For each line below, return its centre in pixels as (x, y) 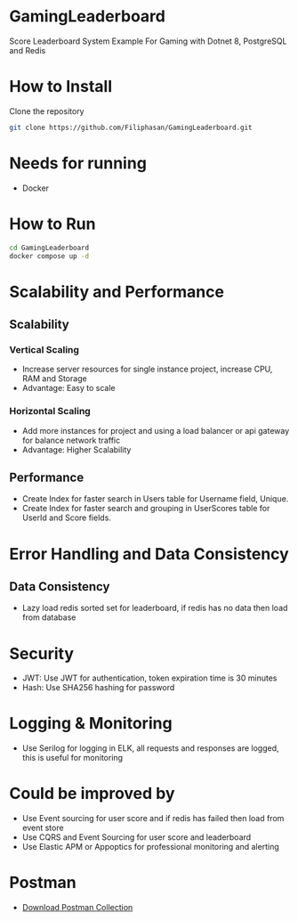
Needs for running (78, 163)
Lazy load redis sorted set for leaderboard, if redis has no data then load (155, 608)
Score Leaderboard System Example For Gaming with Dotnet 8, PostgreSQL (148, 41)
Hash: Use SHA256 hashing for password (98, 688)
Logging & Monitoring (91, 724)
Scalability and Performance (117, 292)
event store (43, 828)
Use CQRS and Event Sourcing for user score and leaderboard (137, 837)
